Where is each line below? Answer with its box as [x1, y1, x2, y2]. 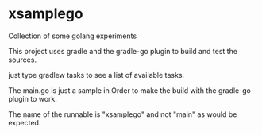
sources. [8, 55, 37, 64]
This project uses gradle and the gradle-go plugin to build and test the [8, 46, 238, 56]
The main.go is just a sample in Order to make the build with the [8, 85, 217, 95]
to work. [30, 94, 58, 103]
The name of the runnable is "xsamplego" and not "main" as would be [8, 109, 237, 119]
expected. [8, 118, 41, 127]
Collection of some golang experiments [8, 31, 137, 40]
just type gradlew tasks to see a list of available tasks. [8, 70, 185, 79]
